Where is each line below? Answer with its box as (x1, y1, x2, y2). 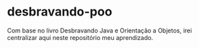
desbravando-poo (7, 4, 113, 20)
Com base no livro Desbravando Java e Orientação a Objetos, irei (7, 26, 192, 34)
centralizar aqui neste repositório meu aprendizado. (7, 33, 154, 41)
